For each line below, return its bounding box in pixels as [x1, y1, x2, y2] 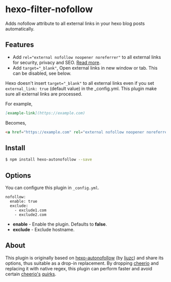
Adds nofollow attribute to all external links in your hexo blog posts [5, 20, 145, 26]
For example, [5, 101, 33, 107]
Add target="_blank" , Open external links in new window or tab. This [12, 65, 158, 71]
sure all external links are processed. [5, 90, 82, 97]
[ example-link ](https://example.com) [5, 110, 85, 115]
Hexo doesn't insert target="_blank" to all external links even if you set [5, 80, 154, 86]
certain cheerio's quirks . [5, 271, 56, 277]
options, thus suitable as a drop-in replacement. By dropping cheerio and [5, 260, 159, 266]
